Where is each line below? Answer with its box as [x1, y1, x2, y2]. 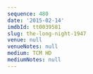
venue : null [7, 37, 42, 44]
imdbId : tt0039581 [7, 23, 61, 30]
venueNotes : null [7, 43, 58, 50]
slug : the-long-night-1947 [7, 30, 87, 37]
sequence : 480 [7, 10, 49, 18]
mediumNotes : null [7, 56, 61, 63]
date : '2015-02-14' [7, 17, 65, 24]
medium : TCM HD [7, 50, 52, 57]
